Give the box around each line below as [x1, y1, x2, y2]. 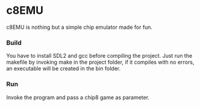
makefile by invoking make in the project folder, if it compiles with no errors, [6, 58, 195, 66]
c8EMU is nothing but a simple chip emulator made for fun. [6, 23, 152, 31]
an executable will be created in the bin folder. [6, 65, 121, 72]
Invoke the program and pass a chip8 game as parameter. [6, 94, 149, 101]
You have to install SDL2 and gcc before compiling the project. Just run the [6, 52, 193, 60]
